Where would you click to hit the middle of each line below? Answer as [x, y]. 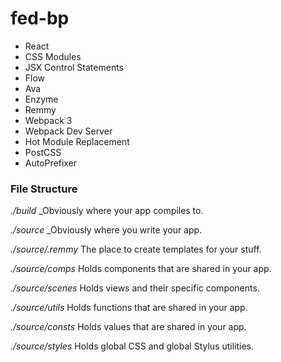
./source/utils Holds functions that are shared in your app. [129, 308]
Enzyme [41, 99]
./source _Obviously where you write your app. [106, 230]
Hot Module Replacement [77, 141]
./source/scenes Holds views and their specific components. [135, 288]
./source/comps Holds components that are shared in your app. [141, 269]
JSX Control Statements [74, 67]
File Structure [44, 189]
